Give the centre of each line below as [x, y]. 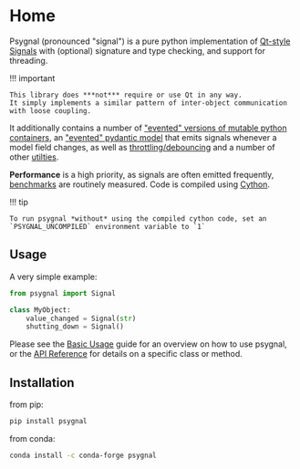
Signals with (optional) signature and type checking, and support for [138, 50]
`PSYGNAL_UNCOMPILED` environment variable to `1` [108, 226]
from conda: [32, 438]
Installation [42, 383]
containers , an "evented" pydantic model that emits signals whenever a [143, 137]
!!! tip [19, 202]
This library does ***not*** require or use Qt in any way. [126, 95]
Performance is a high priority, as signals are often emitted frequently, [142, 174]
